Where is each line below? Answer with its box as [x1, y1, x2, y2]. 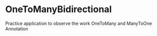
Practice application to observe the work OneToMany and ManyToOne [5, 20, 152, 26]
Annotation [5, 25, 28, 31]
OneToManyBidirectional [5, 4, 112, 15]
